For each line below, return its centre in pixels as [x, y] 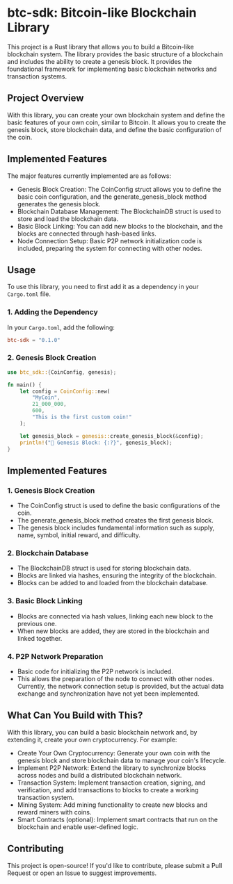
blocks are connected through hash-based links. [87, 234]
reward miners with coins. [54, 812]
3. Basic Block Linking [45, 601]
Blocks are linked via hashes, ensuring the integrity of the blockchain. [117, 575]
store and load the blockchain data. [68, 219]
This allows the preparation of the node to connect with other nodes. [115, 679]
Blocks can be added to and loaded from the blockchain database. [113, 583]
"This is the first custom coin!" [82, 417]
